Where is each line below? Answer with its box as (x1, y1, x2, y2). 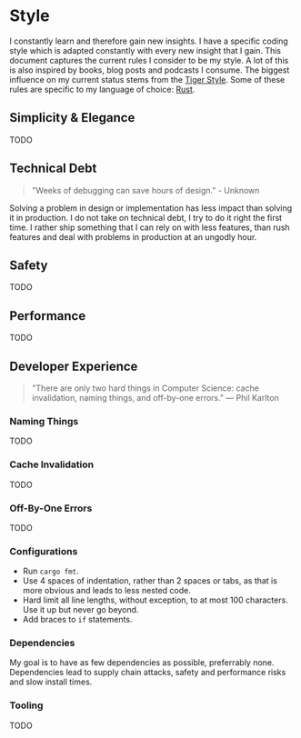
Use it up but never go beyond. (22, 604, 139, 615)
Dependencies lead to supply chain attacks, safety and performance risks (9, 667, 286, 678)
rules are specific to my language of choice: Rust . (9, 84, 196, 95)
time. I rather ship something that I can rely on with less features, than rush (9, 222, 290, 233)
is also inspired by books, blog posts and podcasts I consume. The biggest (9, 65, 290, 75)
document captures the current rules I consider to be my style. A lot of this (9, 55, 289, 65)
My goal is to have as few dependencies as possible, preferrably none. (9, 657, 275, 668)
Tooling (9, 699, 44, 712)
